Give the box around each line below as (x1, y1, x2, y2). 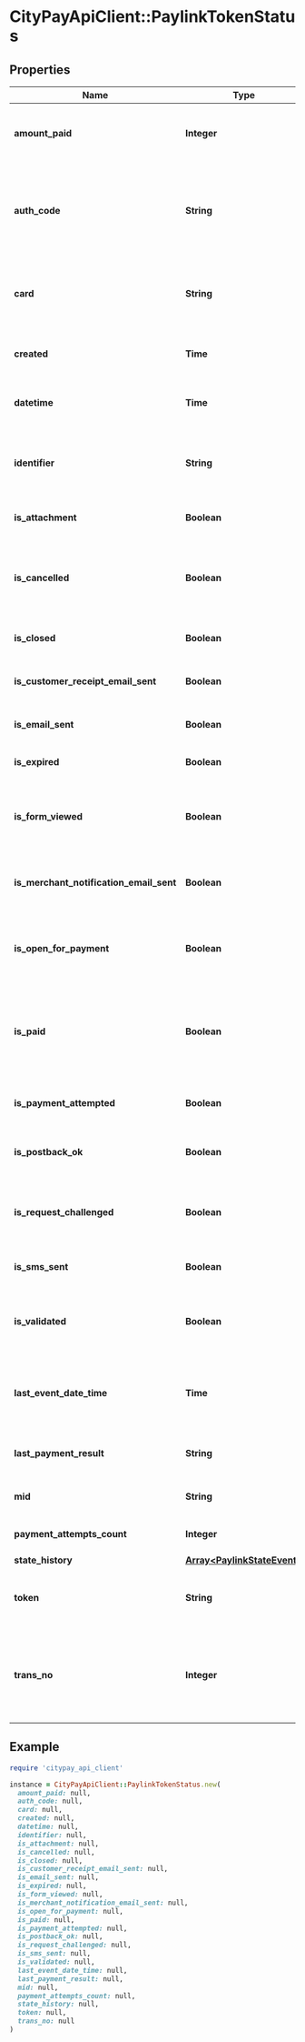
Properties (9, 62, 71, 77)
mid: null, (17, 1983, 59, 1992)
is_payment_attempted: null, (17, 1924, 128, 1933)
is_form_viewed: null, (17, 1890, 103, 1899)
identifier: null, (17, 1830, 88, 1839)
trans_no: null (17, 2017, 75, 2026)
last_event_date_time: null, (17, 1966, 128, 1975)
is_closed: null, (17, 1856, 84, 1866)
